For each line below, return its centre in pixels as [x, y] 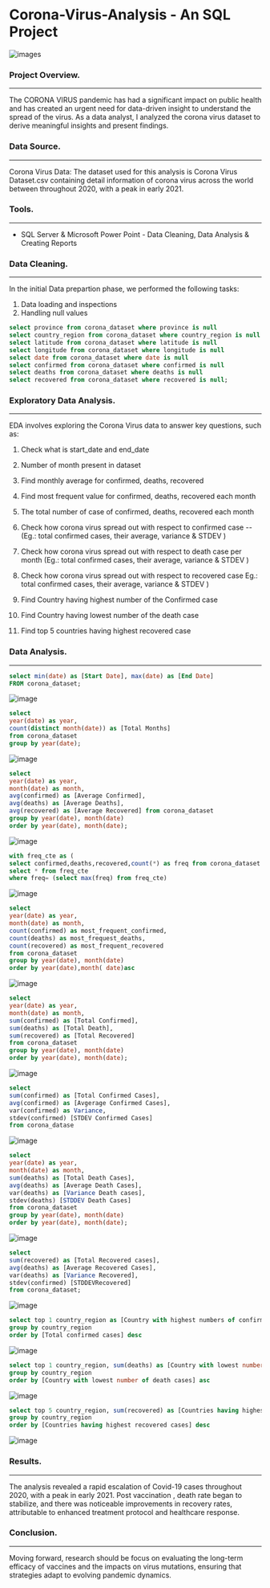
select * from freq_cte [49, 871]
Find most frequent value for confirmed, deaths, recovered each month [138, 497]
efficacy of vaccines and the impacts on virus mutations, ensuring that [125, 1566]
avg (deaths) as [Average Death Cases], [76, 1185]
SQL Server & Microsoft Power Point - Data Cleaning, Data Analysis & [135, 234]
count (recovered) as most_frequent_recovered [86, 946]
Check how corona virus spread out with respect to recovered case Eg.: [139, 575]
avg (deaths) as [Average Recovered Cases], [83, 1267]
